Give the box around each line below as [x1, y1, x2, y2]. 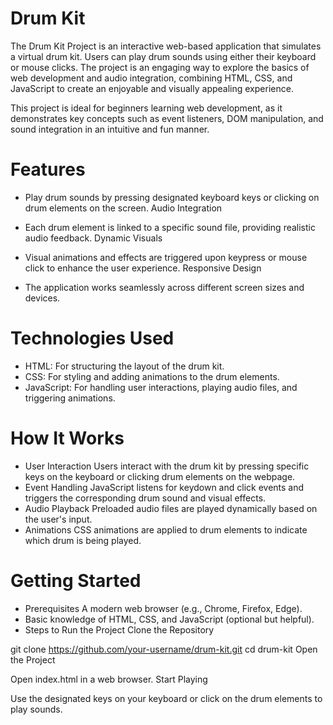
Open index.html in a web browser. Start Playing [10, 673, 208, 685]
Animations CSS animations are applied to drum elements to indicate [24, 523, 308, 536]
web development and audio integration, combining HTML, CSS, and [10, 72, 293, 84]
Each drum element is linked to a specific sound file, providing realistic [24, 221, 316, 233]
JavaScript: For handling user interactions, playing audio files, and [24, 381, 298, 393]
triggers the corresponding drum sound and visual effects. [24, 492, 267, 504]
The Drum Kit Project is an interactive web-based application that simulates [10, 40, 322, 52]
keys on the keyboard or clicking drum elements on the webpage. [24, 470, 296, 482]
